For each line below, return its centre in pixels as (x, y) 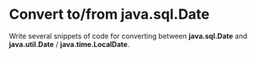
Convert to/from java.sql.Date (109, 14)
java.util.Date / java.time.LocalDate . (69, 44)
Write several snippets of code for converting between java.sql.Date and (128, 36)
